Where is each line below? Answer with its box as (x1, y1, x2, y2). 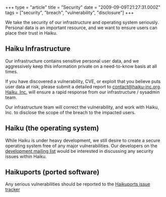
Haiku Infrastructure (5, 45, 71, 53)
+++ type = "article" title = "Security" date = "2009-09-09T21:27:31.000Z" (5, 5, 160, 10)
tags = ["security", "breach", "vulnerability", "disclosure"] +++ (5, 10, 134, 16)
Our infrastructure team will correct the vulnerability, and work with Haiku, (5, 104, 159, 110)
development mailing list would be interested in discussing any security (5, 148, 154, 154)
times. (5, 68, 18, 74)
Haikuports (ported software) (5, 168, 100, 176)
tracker (5, 186, 20, 192)
